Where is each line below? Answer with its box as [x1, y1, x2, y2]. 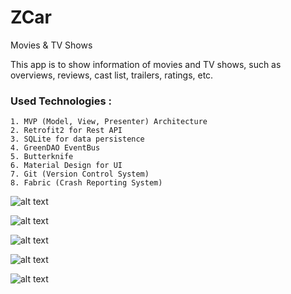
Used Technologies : [10, 94, 112, 108]
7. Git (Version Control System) [10, 169, 150, 180]
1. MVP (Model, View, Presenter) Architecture [10, 117, 208, 127]
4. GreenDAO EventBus [10, 143, 101, 153]
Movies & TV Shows [10, 39, 93, 51]
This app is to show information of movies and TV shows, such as [10, 58, 282, 70]
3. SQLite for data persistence [10, 134, 145, 145]
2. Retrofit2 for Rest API [10, 126, 123, 136]
